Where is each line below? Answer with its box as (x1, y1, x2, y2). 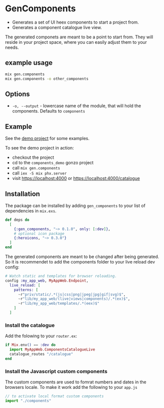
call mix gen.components (12, 165, 60, 171)
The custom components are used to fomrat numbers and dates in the (5, 379, 147, 385)
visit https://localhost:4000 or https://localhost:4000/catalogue (12, 175, 141, 181)
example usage (5, 58, 53, 67)
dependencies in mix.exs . (5, 207, 57, 214)
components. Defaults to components (12, 108, 86, 114)
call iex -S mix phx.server (12, 170, 67, 176)
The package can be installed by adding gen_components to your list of (5, 203, 146, 208)
